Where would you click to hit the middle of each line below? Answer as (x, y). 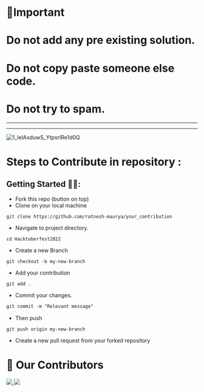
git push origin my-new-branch (46, 329)
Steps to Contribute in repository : (94, 162)
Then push (29, 318)
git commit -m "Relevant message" (50, 307)
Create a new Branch (41, 250)
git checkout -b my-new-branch (46, 261)
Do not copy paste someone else (90, 68)
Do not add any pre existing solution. (101, 40)
